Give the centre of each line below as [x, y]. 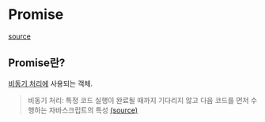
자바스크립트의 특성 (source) [93, 110]
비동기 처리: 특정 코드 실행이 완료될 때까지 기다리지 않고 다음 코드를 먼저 [138, 100]
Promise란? [37, 63]
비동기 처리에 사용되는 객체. [51, 83]
